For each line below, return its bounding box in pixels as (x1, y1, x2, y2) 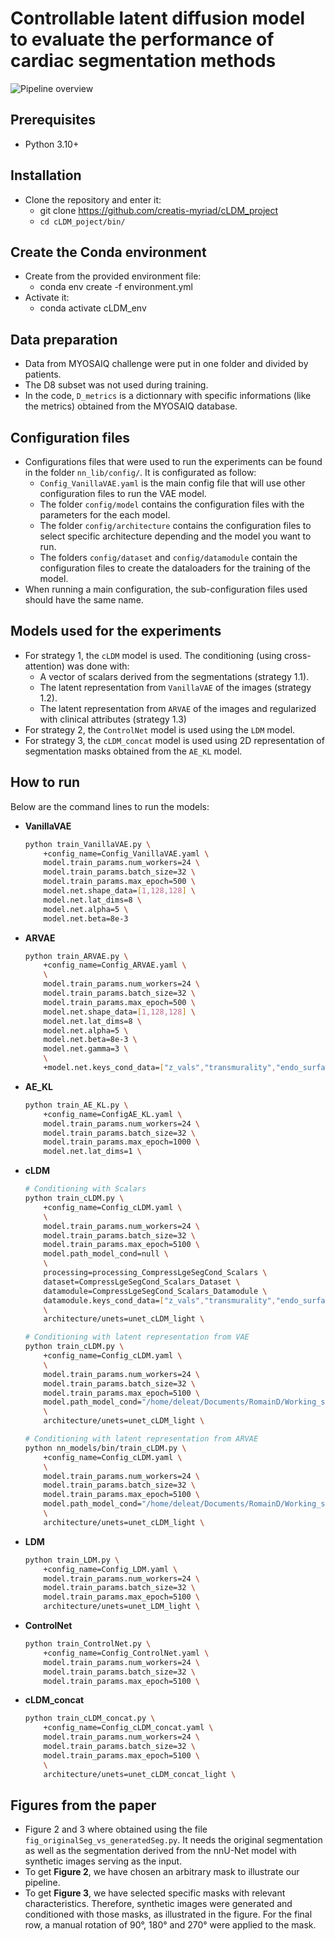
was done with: (66, 660, 130, 672)
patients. (24, 368, 62, 381)
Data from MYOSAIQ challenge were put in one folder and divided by (24, 358, 309, 370)
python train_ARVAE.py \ (24, 951, 129, 961)
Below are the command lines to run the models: (10, 800, 210, 812)
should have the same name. (24, 594, 144, 606)
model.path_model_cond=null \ (43, 1249, 169, 1259)
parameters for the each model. (39, 509, 171, 521)
